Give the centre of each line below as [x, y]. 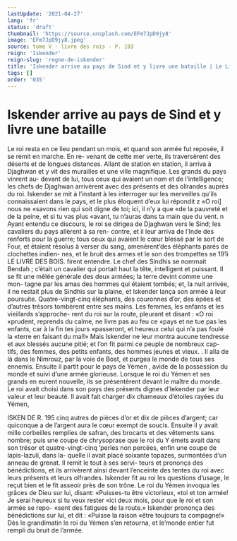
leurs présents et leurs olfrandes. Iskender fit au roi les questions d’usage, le [118, 478]
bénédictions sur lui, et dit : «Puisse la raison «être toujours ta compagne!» [116, 516]
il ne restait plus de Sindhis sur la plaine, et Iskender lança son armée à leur [117, 292]
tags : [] [20, 73]
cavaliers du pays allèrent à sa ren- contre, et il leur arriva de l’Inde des [111, 232]
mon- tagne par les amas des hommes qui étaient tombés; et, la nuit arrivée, [118, 284]
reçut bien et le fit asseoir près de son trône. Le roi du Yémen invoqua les [114, 485]
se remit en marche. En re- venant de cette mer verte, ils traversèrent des [114, 157]
